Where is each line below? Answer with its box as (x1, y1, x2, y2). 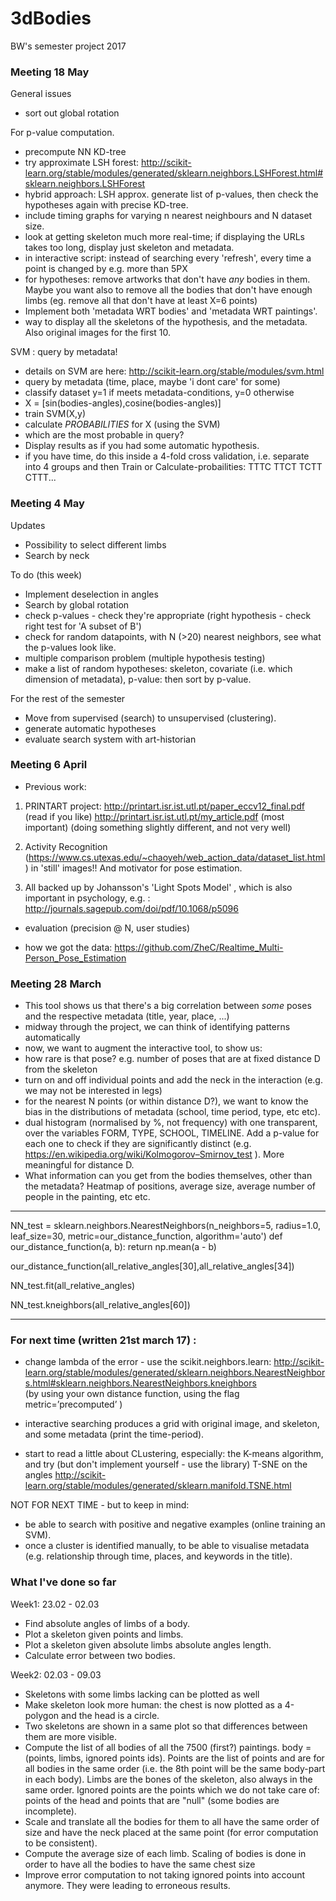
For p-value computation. (10, 127, 115, 139)
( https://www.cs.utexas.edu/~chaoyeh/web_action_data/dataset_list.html (24, 851, 326, 863)
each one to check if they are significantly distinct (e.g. (24, 1138, 252, 1150)
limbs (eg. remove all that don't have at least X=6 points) (24, 295, 258, 307)
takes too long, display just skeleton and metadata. (24, 242, 235, 254)
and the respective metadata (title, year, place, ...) (24, 1010, 230, 1022)
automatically (24, 1032, 81, 1044)
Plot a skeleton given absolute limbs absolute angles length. (24, 1638, 272, 1651)
